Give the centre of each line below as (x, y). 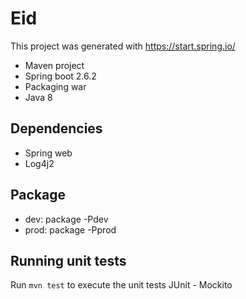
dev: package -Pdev (66, 219)
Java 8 (38, 97)
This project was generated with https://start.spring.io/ (123, 46)
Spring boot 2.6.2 (60, 76)
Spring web (48, 153)
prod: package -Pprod (70, 229)
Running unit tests (68, 260)
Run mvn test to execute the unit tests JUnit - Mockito (121, 285)
